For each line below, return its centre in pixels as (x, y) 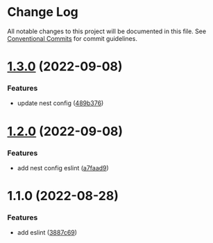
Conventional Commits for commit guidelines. (72, 38)
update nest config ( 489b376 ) (60, 103)
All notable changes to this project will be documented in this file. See (107, 31)
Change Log (43, 12)
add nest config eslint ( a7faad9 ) (63, 168)
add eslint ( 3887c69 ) (47, 233)
